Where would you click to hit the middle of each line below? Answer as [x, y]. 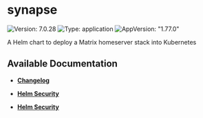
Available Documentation [63, 64]
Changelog [33, 80]
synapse [32, 10]
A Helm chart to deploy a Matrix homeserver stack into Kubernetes [102, 42]
